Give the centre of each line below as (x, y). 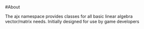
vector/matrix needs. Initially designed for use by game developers (72, 22)
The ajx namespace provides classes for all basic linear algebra (69, 16)
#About (13, 7)
